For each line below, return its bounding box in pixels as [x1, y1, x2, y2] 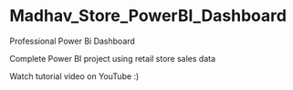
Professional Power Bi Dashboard [9, 35, 135, 46]
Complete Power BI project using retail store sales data [9, 53, 216, 64]
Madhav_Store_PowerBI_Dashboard [9, 5, 288, 26]
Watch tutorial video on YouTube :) [9, 70, 140, 82]
